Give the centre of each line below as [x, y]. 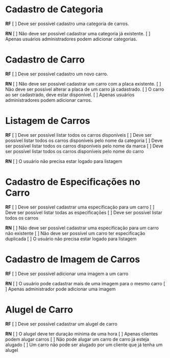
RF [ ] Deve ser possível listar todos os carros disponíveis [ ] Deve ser [79, 135]
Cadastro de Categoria [54, 9]
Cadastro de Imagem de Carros [73, 259]
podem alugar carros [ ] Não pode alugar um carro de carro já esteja [77, 339]
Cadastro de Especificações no [73, 182]
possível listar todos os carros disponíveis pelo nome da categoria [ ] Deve [84, 140]
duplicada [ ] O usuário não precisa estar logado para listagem [71, 239]
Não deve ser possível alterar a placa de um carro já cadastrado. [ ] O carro [85, 89]
